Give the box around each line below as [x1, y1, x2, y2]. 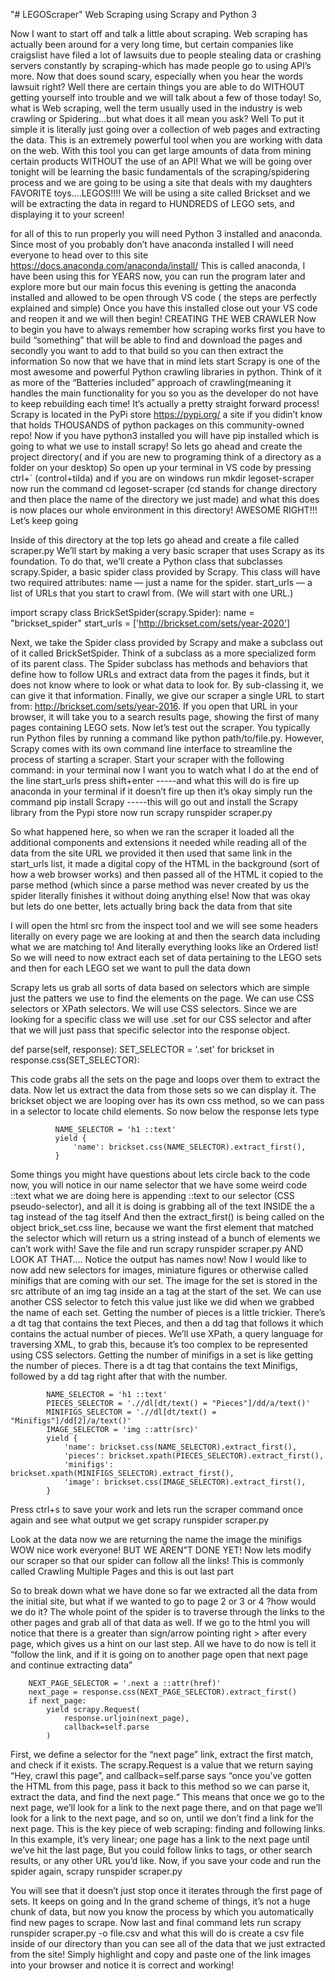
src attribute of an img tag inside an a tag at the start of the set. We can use [10, 1285, 322, 1297]
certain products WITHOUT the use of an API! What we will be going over [10, 155, 313, 167]
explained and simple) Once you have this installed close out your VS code [10, 302, 318, 314]
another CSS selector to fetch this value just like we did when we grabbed [10, 1296, 315, 1308]
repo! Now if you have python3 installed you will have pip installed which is [10, 430, 320, 441]
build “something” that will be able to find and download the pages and [10, 334, 303, 346]
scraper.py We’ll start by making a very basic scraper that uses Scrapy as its [10, 545, 325, 556]
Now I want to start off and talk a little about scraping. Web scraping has [10, 28, 308, 39]
